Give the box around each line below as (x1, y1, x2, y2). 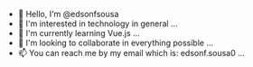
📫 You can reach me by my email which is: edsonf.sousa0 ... (17, 48, 246, 58)
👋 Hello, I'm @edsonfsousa (17, 9, 119, 19)
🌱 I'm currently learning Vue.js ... (17, 28, 140, 38)
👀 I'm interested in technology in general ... (17, 18, 178, 29)
